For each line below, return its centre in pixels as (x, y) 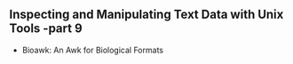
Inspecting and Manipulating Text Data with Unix (146, 15)
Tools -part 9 (46, 29)
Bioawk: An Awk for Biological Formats (93, 50)
